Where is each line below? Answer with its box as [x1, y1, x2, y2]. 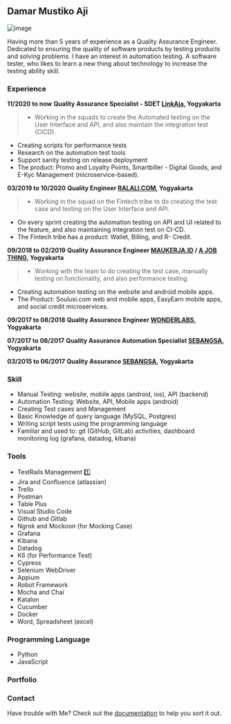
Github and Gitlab [17, 514, 68, 523]
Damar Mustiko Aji [7, 6, 89, 17]
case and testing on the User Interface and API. [34, 205, 170, 213]
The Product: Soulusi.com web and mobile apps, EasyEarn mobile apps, [17, 295, 223, 304]
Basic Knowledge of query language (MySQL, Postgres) [17, 412, 177, 420]
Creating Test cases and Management [17, 405, 127, 414]
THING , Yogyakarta [7, 254, 64, 262]
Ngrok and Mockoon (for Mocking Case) [17, 521, 133, 530]
